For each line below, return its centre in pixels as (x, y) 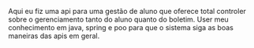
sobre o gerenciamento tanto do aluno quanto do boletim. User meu (118, 19)
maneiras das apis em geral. (54, 36)
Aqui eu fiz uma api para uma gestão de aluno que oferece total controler (127, 11)
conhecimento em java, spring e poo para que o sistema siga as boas (121, 27)
